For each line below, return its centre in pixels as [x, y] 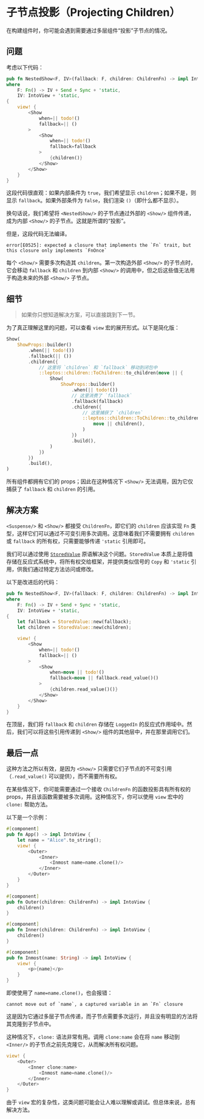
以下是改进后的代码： [33, 582]
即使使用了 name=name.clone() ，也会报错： [59, 993]
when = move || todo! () [77, 672]
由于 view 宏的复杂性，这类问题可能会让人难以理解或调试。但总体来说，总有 [101, 1102]
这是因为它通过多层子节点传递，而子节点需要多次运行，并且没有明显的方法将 [102, 1016]
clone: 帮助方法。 [29, 804]
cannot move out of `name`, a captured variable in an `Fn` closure [95, 1004]
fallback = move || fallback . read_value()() [104, 678]
